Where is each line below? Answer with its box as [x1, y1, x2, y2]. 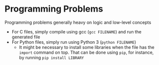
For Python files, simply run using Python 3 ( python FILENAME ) [11, 39, 136, 45]
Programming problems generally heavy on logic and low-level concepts [4, 19, 152, 25]
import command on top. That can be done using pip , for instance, [19, 49, 154, 55]
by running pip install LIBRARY [19, 54, 84, 60]
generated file [11, 34, 40, 40]
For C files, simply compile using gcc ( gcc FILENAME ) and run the [11, 29, 142, 34]
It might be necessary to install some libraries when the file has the [19, 44, 155, 50]
